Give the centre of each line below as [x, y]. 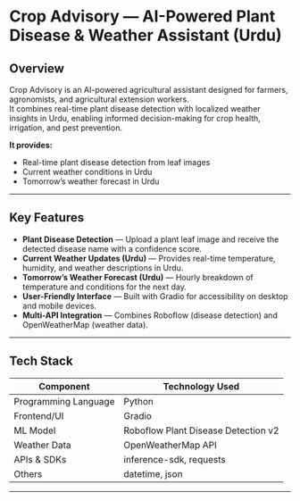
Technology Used [201, 386]
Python [138, 401]
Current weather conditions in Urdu [87, 172]
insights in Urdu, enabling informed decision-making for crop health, [135, 118]
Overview [37, 68]
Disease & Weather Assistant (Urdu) [146, 35]
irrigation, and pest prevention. [66, 128]
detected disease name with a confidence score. [112, 248]
